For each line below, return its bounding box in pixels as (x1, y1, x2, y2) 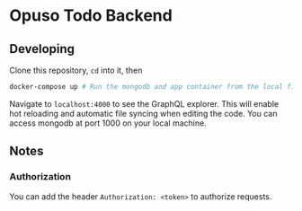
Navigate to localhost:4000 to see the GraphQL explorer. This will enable (9, 98, 280, 109)
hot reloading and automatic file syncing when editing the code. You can (9, 108, 278, 119)
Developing (9, 41, 75, 57)
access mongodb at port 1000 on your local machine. (9, 118, 207, 128)
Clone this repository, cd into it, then (9, 65, 143, 75)
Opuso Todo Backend (9, 5, 173, 26)
